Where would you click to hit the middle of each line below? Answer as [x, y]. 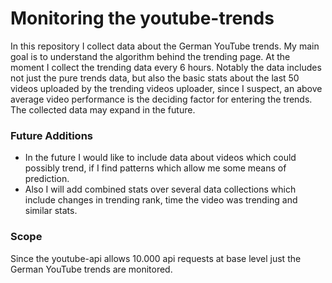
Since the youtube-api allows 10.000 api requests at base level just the [156, 258]
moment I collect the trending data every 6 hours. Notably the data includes [166, 67]
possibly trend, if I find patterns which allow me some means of [155, 168]
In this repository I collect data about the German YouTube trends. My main [165, 46]
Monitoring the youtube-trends [142, 18]
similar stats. [51, 211]
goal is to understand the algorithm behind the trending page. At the [150, 56]
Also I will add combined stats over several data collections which [160, 189]
